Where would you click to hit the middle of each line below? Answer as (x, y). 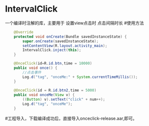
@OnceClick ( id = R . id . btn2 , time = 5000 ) (55, 91)
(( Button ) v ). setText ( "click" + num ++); (64, 100)
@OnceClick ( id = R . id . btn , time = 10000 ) (53, 63)
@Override (24, 32)
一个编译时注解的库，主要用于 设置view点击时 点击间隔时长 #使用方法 (74, 23)
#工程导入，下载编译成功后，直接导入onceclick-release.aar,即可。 (71, 118)
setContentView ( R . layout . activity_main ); (65, 46)
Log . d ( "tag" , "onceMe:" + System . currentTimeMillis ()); (80, 77)
